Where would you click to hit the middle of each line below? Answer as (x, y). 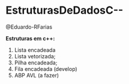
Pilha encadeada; (36, 63)
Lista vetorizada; (35, 56)
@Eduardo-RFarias (29, 27)
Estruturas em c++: (30, 38)
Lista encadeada (35, 50)
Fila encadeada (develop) (46, 69)
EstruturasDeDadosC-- (64, 10)
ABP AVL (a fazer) (37, 75)
